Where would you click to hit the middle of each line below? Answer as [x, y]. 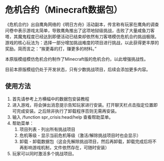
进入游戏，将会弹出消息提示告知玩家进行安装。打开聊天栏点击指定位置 [83, 105]
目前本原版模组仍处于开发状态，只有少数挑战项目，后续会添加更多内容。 [78, 69]
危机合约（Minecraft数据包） [64, 10]
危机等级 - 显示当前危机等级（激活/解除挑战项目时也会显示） [80, 135]
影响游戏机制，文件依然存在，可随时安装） [67, 147]
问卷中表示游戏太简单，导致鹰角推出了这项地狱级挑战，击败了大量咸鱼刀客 [80, 30]
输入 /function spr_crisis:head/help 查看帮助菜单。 [63, 117]
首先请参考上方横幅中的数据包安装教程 [51, 99]
